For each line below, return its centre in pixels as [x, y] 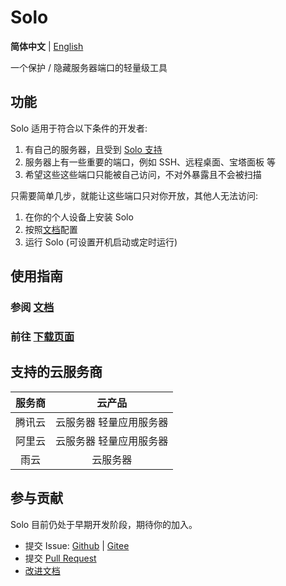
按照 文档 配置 [51, 229]
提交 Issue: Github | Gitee [77, 545]
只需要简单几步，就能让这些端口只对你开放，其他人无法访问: [134, 195]
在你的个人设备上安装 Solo [79, 217]
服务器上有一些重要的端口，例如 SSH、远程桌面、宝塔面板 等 [150, 162]
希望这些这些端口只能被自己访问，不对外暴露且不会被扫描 [143, 174]
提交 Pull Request [60, 558]
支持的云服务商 [56, 372]
